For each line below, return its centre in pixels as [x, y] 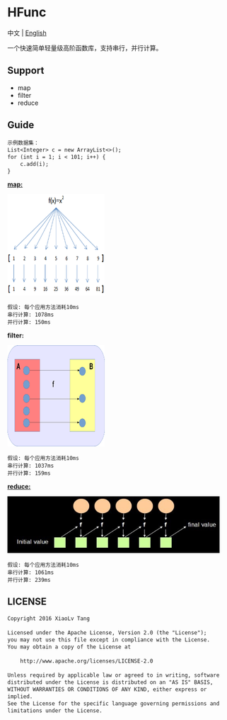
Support [26, 71]
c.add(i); [35, 164]
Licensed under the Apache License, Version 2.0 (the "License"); [107, 633]
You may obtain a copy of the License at [69, 647]
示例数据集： [23, 142]
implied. [20, 697]
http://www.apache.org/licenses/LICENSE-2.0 [87, 661]
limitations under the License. [55, 711]
